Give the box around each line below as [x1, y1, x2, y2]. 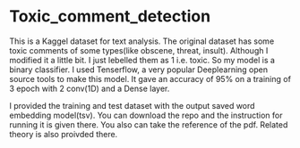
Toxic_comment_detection [9, 6, 211, 27]
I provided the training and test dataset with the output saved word [9, 100, 255, 111]
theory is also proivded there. [9, 128, 118, 139]
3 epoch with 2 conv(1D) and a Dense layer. [9, 83, 170, 94]
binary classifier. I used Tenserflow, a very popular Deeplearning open [9, 64, 269, 75]
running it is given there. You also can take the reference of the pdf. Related [9, 119, 288, 130]
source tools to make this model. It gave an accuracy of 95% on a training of [9, 73, 291, 84]
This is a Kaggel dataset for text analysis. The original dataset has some [9, 36, 275, 46]
